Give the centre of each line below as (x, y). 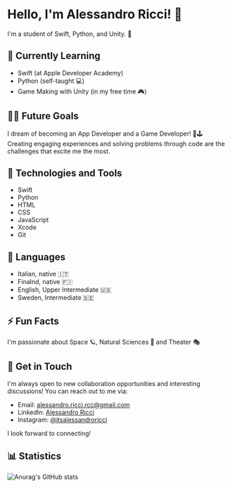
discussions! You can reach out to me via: (67, 391)
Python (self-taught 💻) (51, 81)
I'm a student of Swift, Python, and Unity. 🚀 (70, 34)
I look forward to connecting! (49, 433)
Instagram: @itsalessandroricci (62, 419)
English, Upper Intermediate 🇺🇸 (64, 290)
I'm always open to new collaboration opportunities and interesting (104, 383)
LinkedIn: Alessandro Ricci (56, 412)
